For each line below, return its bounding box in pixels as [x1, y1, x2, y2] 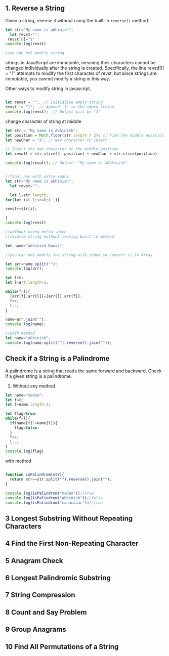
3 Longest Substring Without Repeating [5, 514, 133, 522]
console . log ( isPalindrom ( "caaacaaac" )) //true [5, 500, 103, 505]
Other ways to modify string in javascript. [5, 85, 91, 92]
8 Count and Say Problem [5, 608, 87, 617]
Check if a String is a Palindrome [5, 354, 110, 363]
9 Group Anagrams [5, 625, 67, 634]
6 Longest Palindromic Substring [5, 574, 111, 582]
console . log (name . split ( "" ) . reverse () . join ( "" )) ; [5, 340, 112, 345]
